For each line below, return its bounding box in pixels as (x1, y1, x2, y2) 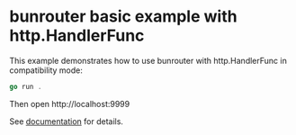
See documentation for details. (9, 115, 124, 127)
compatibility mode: (9, 65, 84, 76)
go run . (9, 82, 42, 91)
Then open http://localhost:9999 (9, 98, 130, 109)
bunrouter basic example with (9, 6, 238, 27)
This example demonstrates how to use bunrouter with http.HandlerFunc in (9, 55, 288, 66)
